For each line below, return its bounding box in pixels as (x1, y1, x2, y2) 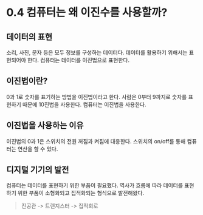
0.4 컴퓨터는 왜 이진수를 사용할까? (6, 5, 168, 19)
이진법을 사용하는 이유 (6, 120, 84, 131)
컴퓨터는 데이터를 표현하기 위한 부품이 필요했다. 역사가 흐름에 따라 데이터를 (6, 182, 184, 189)
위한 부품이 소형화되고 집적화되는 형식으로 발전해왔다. (17, 189, 145, 197)
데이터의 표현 (6, 32, 53, 42)
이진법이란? (6, 76, 48, 86)
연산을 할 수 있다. (17, 145, 58, 152)
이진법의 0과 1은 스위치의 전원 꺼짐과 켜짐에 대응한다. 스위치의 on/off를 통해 (6, 137, 186, 145)
